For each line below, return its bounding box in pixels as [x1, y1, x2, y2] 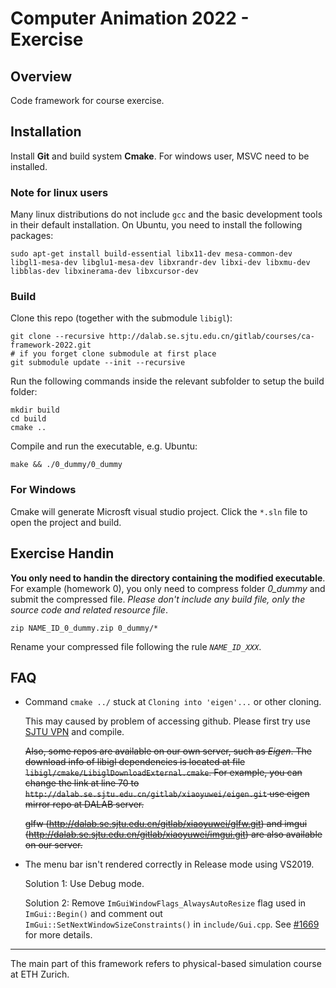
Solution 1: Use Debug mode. [24, 878, 145, 890]
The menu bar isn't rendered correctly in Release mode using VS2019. [24, 858, 315, 871]
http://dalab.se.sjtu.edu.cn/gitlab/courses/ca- [108, 332, 315, 342]
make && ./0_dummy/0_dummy [10, 460, 123, 470]
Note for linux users [10, 185, 109, 199]
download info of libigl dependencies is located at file [24, 756, 246, 768]
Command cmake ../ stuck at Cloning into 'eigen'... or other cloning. [24, 696, 322, 708]
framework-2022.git [10, 340, 92, 351]
